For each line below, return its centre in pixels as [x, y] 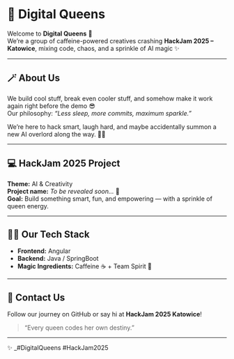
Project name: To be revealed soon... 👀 [63, 191]
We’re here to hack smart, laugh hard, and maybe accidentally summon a [112, 127]
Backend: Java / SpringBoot [58, 259]
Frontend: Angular [44, 251]
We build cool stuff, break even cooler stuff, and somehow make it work [110, 98]
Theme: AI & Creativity [40, 183]
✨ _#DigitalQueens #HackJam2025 [58, 348]
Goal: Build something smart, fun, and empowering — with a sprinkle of [110, 199]
